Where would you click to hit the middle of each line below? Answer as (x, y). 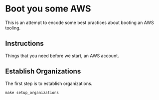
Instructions (24, 44)
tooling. (13, 27)
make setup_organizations (32, 92)
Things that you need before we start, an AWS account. (62, 55)
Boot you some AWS (48, 9)
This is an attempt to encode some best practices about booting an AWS (79, 22)
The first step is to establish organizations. (49, 83)
